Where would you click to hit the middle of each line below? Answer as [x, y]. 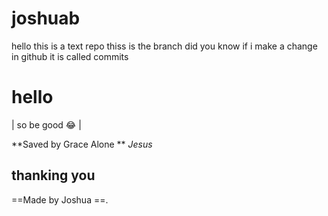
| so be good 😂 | [46, 124]
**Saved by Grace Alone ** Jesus [82, 144]
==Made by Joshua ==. [60, 199]
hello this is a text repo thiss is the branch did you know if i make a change [164, 46]
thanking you [53, 175]
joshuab [46, 18]
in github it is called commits [70, 56]
